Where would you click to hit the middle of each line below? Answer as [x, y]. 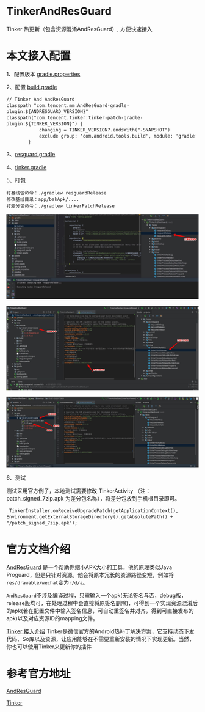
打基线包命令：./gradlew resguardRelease [56, 193]
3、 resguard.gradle [31, 154]
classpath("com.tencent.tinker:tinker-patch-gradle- [75, 117]
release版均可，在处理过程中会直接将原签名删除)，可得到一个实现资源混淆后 [102, 603]
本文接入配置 [39, 56]
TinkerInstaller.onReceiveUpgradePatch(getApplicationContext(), [94, 511]
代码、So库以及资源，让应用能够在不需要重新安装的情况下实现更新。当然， [101, 639]
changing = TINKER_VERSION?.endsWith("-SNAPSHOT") [105, 130]
